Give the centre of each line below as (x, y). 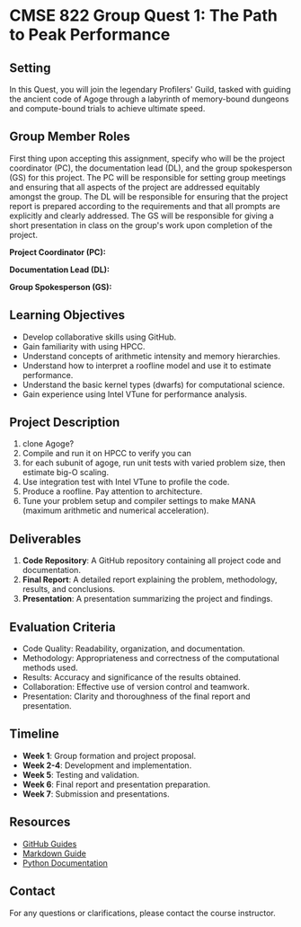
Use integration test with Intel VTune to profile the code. (126, 482)
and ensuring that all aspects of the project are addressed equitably (135, 187)
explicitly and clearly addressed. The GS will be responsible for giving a (142, 216)
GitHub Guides (49, 843)
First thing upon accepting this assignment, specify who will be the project (147, 158)
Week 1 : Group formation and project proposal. (109, 755)
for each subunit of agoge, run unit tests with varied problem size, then (154, 463)
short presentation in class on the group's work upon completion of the (141, 225)
